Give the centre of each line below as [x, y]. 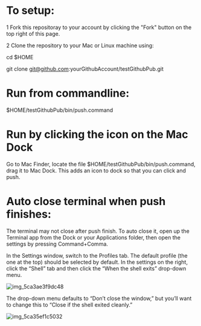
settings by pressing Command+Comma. [57, 244]
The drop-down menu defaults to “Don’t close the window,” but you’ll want [99, 298]
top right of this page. [33, 33]
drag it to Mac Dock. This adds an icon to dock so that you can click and [96, 171]
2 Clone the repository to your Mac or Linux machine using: [80, 45]
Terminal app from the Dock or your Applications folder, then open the [94, 237]
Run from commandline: [68, 93]
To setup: [30, 11]
